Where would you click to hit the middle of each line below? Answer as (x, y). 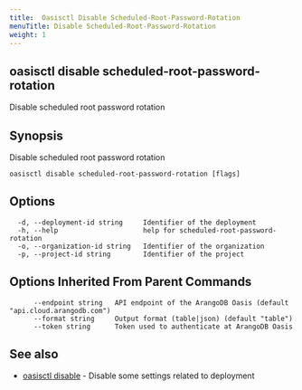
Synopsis (36, 135)
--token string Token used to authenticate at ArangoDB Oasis (163, 327)
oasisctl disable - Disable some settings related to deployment (138, 376)
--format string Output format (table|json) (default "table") (163, 319)
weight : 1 (28, 34)
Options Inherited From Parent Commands (131, 282)
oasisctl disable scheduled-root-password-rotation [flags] (125, 174)
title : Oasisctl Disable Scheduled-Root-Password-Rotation (125, 18)
